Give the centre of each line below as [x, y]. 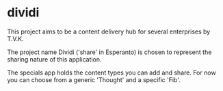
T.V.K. [15, 38]
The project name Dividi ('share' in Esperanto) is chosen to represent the [109, 52]
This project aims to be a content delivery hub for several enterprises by [109, 31]
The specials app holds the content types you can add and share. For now [112, 73]
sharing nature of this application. [54, 59]
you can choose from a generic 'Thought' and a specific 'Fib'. [94, 79]
